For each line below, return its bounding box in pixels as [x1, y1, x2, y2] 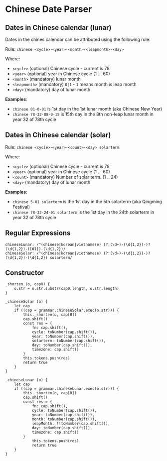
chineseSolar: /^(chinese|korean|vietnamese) [5, 250, 101, 256]
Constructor [5, 269, 44, 277]
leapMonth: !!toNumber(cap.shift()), [31, 421, 111, 426]
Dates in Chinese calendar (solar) [5, 131, 111, 139]
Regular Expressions [5, 229, 71, 237]
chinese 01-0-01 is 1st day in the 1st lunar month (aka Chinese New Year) [12, 106, 163, 112]
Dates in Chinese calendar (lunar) [5, 23, 112, 32]
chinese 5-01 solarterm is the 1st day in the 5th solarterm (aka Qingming [12, 198, 162, 205]
